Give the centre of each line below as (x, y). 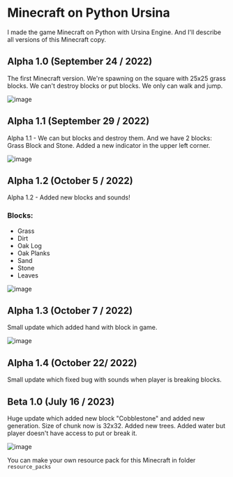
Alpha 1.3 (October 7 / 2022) (70, 311)
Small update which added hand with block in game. (82, 327)
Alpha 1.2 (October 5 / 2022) (70, 180)
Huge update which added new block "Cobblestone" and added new (106, 418)
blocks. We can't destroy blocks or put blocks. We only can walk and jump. (115, 86)
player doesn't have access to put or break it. (72, 433)
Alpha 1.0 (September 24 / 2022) (80, 62)
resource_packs (29, 467)
